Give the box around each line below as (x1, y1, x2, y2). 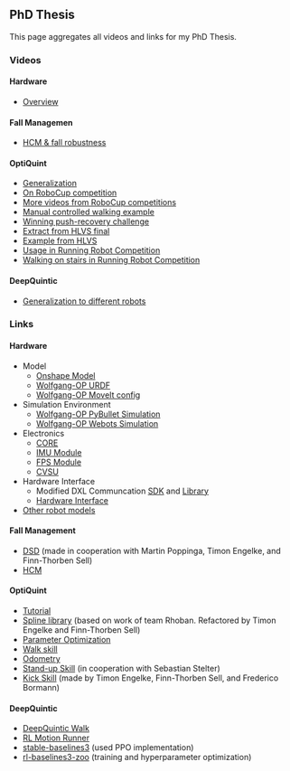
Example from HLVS (22, 235, 98, 247)
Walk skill (22, 644, 58, 654)
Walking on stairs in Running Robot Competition (22, 255, 201, 266)
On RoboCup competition (22, 187, 117, 198)
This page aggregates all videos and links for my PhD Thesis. (9, 31, 238, 42)
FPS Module (35, 456, 82, 467)
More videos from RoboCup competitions (22, 197, 177, 208)
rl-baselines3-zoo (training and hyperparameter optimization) (22, 752, 252, 763)
